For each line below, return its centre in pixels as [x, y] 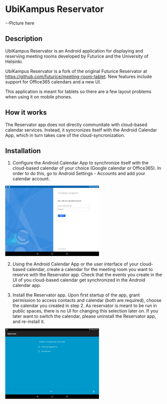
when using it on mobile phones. [39, 96]
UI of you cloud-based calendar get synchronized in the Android [79, 280]
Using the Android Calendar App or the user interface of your [75, 264]
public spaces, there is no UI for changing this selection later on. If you [85, 311]
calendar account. [31, 179]
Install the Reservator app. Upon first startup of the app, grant [76, 295]
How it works [26, 113]
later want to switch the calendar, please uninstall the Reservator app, [84, 316]
